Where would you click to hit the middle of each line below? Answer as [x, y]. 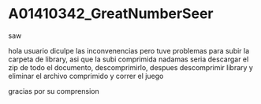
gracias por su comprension [54, 91]
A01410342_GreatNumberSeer [111, 14]
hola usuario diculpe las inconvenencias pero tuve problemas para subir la [129, 50]
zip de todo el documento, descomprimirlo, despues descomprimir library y [131, 67]
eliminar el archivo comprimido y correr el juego [86, 76]
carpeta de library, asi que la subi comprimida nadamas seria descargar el [129, 59]
